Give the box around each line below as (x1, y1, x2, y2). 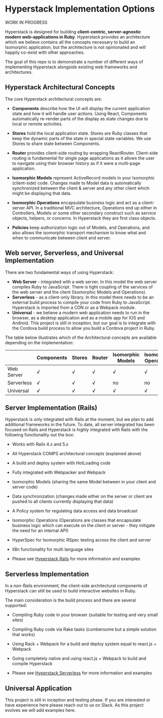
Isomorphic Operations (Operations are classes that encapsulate (12, 517, 142, 523)
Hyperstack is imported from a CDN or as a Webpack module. (12, 304, 136, 310)
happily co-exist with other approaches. (5, 49, 85, 55)
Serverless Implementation (5, 570, 89, 578)
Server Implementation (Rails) (5, 403, 98, 412)
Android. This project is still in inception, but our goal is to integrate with (12, 320, 156, 326)
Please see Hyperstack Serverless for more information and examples (12, 670, 152, 676)
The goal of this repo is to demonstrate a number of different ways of (5, 59, 144, 64)
